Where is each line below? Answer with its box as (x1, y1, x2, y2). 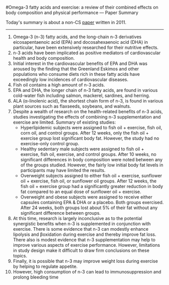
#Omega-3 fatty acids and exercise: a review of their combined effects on (6, 5, 158, 10)
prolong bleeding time (13, 274, 59, 280)
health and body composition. (13, 55, 75, 61)
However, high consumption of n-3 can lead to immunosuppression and (13, 269, 161, 274)
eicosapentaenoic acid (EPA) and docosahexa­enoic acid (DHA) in (13, 39, 148, 45)
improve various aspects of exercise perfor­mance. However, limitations (13, 242, 160, 248)
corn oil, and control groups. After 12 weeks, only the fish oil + (20, 130, 149, 136)
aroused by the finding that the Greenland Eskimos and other (13, 66, 139, 72)
